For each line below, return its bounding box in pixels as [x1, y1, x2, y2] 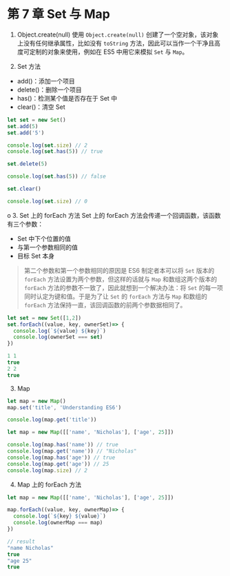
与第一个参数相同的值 [17, 243, 78, 251]
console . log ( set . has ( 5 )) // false [7, 173, 107, 180]
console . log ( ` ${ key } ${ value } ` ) [13, 513, 107, 520]
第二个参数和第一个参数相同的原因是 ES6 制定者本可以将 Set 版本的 [23, 266, 215, 274]
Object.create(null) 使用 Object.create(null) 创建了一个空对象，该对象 [17, 30, 219, 39]
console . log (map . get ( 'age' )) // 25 [7, 460, 109, 467]
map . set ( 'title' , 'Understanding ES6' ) [7, 404, 122, 411]
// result [7, 538, 36, 545]
